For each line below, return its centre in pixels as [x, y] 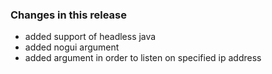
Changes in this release [69, 15]
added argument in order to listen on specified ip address [143, 58]
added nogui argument [72, 47]
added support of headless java [90, 37]
